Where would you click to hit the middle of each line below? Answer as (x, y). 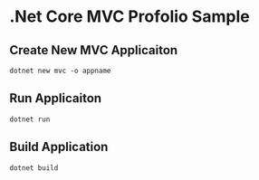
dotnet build (34, 168)
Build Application (59, 147)
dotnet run (30, 119)
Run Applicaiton (56, 98)
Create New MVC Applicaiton (94, 50)
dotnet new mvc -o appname (60, 71)
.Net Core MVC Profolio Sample (130, 17)
